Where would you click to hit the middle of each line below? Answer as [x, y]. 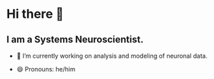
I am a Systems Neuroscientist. [75, 39]
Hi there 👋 [35, 14]
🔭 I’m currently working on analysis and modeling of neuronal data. [112, 56]
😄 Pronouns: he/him [46, 69]
